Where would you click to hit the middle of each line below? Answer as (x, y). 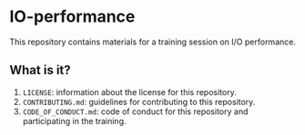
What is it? (40, 70)
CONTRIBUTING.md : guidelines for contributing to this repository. (139, 101)
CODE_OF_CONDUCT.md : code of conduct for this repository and (135, 111)
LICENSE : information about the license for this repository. (129, 92)
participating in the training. (74, 121)
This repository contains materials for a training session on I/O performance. (152, 42)
